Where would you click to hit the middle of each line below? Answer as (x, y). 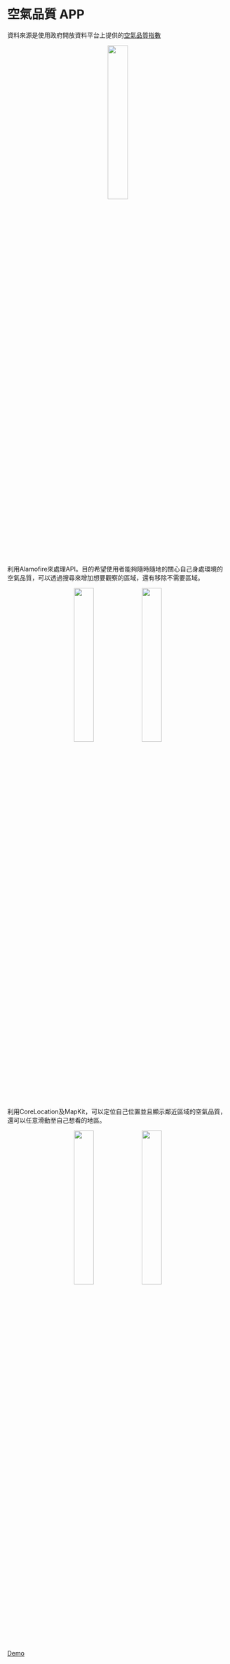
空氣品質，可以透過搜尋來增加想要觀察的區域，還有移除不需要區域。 (106, 577)
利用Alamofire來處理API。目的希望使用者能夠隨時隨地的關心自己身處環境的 (115, 569)
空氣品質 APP (46, 14)
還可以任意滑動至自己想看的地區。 (56, 1120)
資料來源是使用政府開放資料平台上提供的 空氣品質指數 (84, 35)
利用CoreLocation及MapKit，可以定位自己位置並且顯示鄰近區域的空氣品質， (117, 1111)
